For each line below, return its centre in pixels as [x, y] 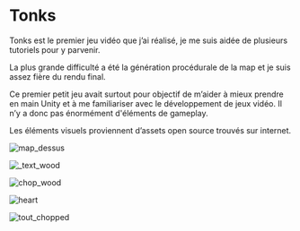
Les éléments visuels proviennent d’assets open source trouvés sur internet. [150, 130]
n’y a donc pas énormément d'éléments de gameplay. [109, 113]
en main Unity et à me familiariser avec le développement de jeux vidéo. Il [146, 103]
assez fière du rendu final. [57, 76]
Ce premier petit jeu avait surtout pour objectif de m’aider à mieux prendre [147, 94]
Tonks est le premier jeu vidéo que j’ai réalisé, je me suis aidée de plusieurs [149, 40]
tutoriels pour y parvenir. [55, 49]
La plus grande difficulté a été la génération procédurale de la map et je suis [150, 67]
